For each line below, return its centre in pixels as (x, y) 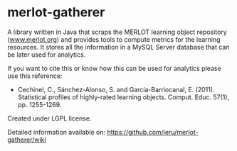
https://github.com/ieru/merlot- (152, 132)
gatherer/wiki (27, 140)
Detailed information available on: (56, 132)
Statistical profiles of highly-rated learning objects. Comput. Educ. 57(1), (123, 97)
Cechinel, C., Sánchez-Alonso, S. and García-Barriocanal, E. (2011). (116, 89)
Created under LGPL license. (49, 118)
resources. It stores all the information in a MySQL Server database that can (118, 47)
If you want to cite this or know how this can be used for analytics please (115, 68)
